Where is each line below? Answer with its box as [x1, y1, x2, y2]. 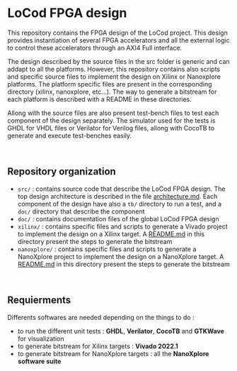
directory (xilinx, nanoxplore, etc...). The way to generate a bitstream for [7, 87, 217, 96]
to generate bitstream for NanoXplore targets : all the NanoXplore [17, 349, 209, 358]
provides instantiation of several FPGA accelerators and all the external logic [7, 35, 230, 44]
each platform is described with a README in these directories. [7, 94, 192, 104]
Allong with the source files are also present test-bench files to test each [7, 109, 219, 117]
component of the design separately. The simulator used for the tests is [7, 116, 216, 125]
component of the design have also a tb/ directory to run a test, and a [17, 199, 221, 208]
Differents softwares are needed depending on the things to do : [7, 313, 195, 321]
